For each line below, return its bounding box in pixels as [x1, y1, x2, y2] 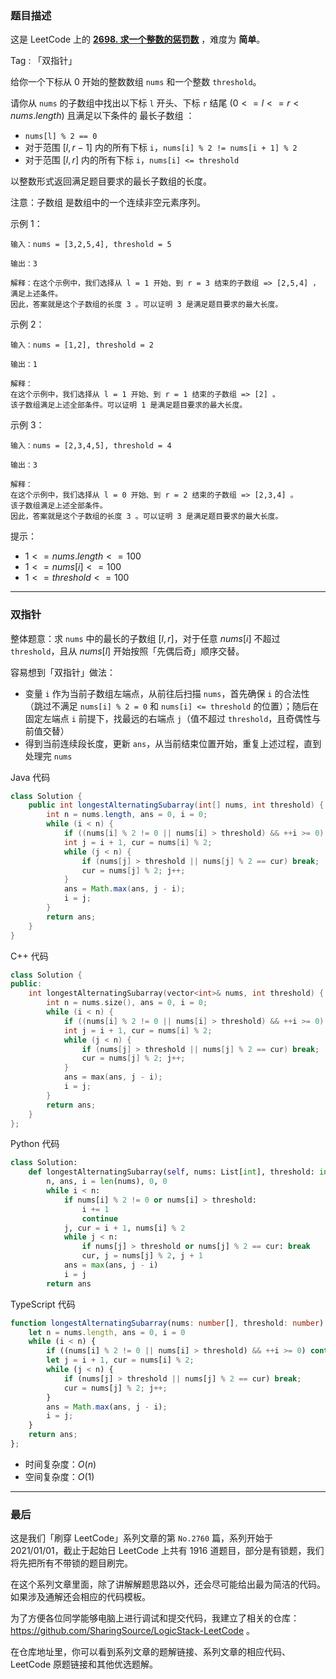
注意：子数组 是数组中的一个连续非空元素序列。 [10, 197, 206, 209]
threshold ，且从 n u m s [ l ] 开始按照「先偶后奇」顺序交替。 [10, 645, 245, 657]
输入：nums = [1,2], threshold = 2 [10, 340, 154, 351]
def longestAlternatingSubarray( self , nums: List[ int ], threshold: [28, 1167, 315, 1177]
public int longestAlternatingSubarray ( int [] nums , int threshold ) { [28, 800, 325, 811]
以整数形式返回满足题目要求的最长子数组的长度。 [10, 175, 212, 187]
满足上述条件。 [10, 289, 63, 299]
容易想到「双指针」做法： [10, 666, 116, 678]
